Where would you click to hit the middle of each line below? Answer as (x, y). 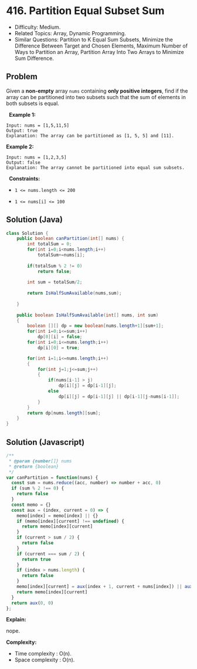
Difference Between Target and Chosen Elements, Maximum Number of (101, 46)
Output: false (23, 163)
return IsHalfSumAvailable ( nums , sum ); (74, 293)
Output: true (22, 130)
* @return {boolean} (34, 467)
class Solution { (27, 233)
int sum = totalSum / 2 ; (55, 282)
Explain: (16, 620)
